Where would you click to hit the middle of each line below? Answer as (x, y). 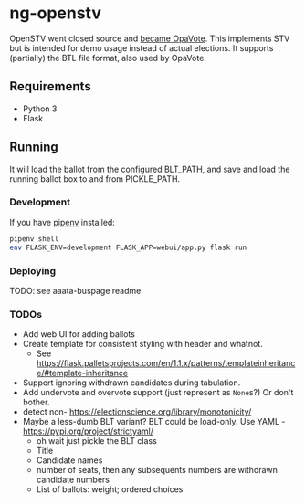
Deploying (33, 270)
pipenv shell (34, 239)
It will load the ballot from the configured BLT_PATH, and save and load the (150, 169)
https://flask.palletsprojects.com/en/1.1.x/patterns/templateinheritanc (166, 363)
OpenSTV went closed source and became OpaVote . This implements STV (150, 38)
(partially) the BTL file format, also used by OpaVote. (108, 58)
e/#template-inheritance (82, 373)
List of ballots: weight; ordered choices (110, 489)
